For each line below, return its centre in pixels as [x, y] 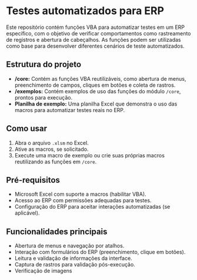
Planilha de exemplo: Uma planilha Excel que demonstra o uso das [96, 104]
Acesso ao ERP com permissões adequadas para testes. [83, 200]
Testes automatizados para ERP [85, 11]
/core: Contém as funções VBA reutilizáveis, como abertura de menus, [100, 78]
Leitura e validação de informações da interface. [73, 258]
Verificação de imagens [43, 271]
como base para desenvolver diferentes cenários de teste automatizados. [95, 46]
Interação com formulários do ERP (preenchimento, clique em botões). [100, 252]
